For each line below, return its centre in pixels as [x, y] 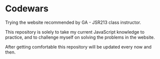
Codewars [27, 9]
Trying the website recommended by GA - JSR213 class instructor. [73, 22]
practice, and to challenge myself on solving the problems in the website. [80, 37]
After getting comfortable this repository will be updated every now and [78, 47]
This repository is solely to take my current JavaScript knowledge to [75, 32]
